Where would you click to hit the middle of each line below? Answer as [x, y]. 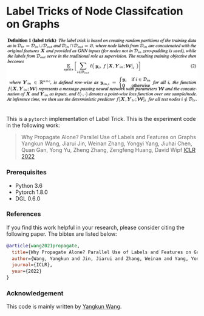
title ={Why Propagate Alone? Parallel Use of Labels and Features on [101, 252]
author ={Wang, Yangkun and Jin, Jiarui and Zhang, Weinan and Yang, [100, 259]
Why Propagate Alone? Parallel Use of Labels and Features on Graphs [108, 137]
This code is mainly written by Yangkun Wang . [64, 307]
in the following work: [33, 125]
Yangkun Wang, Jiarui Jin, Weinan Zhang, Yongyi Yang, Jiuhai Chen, [107, 143]
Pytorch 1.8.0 [32, 192]
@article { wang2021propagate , [43, 246]
